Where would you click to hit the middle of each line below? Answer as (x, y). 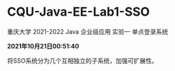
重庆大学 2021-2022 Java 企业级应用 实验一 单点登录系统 (88, 31)
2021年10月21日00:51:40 (43, 46)
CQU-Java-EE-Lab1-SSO (79, 12)
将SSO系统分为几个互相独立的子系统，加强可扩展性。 (82, 60)
